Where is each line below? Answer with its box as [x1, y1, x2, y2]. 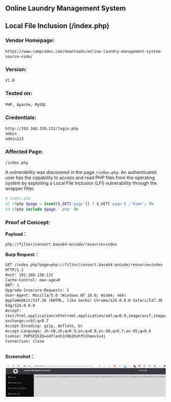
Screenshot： [5, 354, 35, 360]
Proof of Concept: [5, 219, 51, 226]
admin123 [5, 136, 24, 141]
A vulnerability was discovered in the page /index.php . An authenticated [5, 169, 157, 175]
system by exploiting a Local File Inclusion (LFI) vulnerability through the [5, 180, 157, 186]
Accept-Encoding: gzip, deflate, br [5, 323, 83, 329]
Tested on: [5, 90, 32, 97]
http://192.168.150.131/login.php [5, 126, 79, 131]
